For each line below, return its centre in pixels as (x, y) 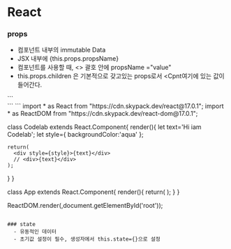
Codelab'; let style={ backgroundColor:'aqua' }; (76, 135)
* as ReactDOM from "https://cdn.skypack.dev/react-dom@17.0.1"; (103, 114)
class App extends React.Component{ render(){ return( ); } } (94, 192)
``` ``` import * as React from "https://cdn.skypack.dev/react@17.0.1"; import (115, 106)
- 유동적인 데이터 (35, 232)
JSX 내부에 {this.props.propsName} (68, 59)
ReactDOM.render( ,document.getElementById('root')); (85, 206)
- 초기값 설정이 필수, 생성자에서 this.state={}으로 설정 (87, 239)
